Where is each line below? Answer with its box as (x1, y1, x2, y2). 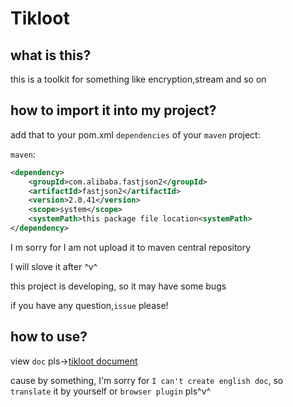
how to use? (10, 328, 88, 346)
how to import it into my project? (10, 102, 217, 119)
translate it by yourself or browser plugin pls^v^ (10, 385, 212, 397)
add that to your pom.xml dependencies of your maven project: (10, 128, 261, 141)
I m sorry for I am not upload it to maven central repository (10, 241, 252, 253)
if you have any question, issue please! (10, 299, 169, 311)
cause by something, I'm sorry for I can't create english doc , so (10, 374, 284, 386)
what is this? (10, 47, 92, 64)
